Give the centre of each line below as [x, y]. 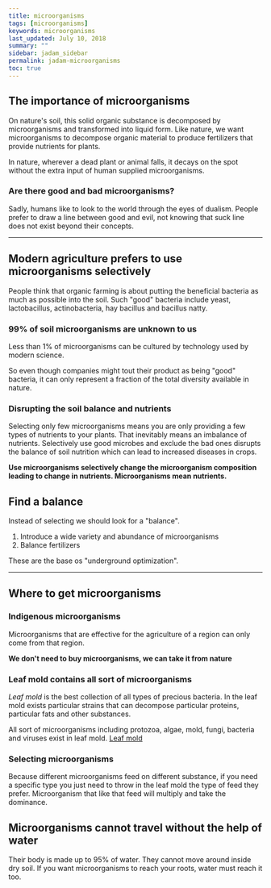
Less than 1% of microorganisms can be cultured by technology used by [128, 346]
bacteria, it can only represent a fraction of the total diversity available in [129, 379]
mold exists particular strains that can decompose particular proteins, [124, 706]
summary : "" [28, 46]
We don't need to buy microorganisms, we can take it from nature [120, 658]
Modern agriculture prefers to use [96, 259]
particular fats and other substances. [70, 714]
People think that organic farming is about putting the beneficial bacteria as [133, 290]
